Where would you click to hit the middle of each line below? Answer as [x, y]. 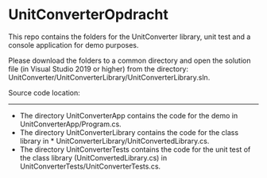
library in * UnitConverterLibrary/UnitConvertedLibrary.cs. [114, 141]
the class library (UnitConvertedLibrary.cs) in [93, 157]
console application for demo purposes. [74, 44]
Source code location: [44, 92]
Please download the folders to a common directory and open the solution [130, 60]
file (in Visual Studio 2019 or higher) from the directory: [99, 68]
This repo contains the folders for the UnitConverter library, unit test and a [130, 37]
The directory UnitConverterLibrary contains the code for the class [129, 132]
